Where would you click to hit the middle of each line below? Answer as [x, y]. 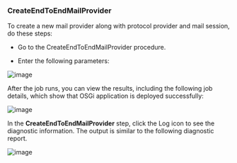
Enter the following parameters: [63, 61]
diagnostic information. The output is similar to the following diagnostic [111, 131]
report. [17, 139]
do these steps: [30, 33]
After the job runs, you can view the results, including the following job [110, 89]
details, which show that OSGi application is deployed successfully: [105, 96]
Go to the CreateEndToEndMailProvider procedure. [92, 47]
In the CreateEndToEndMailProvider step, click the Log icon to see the [111, 123]
